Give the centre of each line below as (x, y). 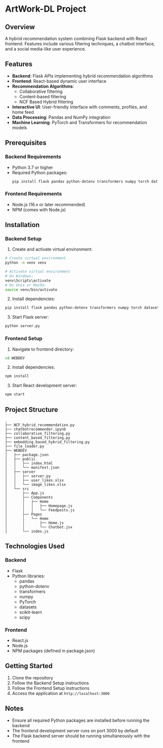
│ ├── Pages (24, 514)
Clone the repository (33, 677)
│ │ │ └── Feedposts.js (40, 510)
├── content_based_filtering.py (38, 438)
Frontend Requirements (33, 194)
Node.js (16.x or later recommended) (49, 204)
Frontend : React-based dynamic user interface (59, 81)
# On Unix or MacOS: (26, 285)
